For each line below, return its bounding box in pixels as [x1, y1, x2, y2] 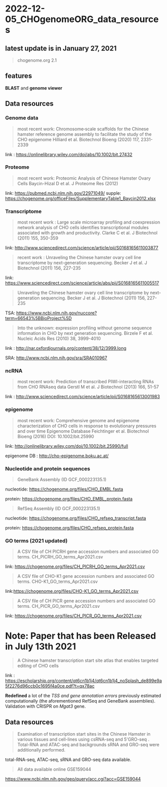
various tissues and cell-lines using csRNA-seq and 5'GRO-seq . [17, 737, 150, 743]
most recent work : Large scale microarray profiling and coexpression [17, 219, 161, 225]
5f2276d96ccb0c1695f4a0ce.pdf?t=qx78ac [5, 683, 95, 689]
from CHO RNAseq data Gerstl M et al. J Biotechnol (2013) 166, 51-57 [17, 384, 159, 390]
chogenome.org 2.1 [17, 57, 57, 63]
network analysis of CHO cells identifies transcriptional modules [17, 225, 149, 231]
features [5, 72, 32, 80]
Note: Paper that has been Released [5, 630, 157, 642]
